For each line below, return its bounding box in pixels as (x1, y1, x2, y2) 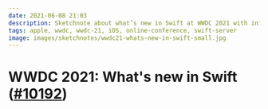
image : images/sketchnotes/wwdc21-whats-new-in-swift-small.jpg (8, 33, 227, 42)
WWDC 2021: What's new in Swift (8, 68, 238, 86)
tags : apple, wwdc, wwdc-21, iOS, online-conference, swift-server (8, 26, 238, 34)
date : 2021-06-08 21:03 (8, 11, 88, 20)
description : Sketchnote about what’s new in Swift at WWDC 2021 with (8, 19, 248, 27)
